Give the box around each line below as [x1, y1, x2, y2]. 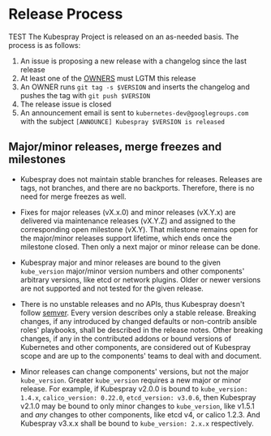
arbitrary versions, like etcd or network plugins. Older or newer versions [19, 274, 261, 284]
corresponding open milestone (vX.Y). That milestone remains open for [19, 224, 258, 234]
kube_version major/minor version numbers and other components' [19, 265, 245, 276]
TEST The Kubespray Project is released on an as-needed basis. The [8, 32, 239, 41]
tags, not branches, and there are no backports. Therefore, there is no [19, 183, 255, 192]
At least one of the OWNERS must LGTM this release [19, 73, 196, 83]
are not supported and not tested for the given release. [19, 283, 204, 293]
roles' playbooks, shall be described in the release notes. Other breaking [19, 325, 264, 335]
